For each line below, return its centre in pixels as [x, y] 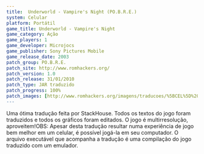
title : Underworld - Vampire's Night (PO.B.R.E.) [72, 12]
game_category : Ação [32, 34]
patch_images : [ [27, 96]
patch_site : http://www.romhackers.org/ [58, 68]
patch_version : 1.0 [31, 74]
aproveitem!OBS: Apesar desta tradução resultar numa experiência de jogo [100, 126]
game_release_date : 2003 [38, 57]
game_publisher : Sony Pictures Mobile [55, 51]
